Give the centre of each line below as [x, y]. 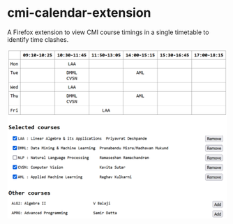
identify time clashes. [38, 39]
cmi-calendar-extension [79, 13]
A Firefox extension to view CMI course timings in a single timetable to [108, 32]
